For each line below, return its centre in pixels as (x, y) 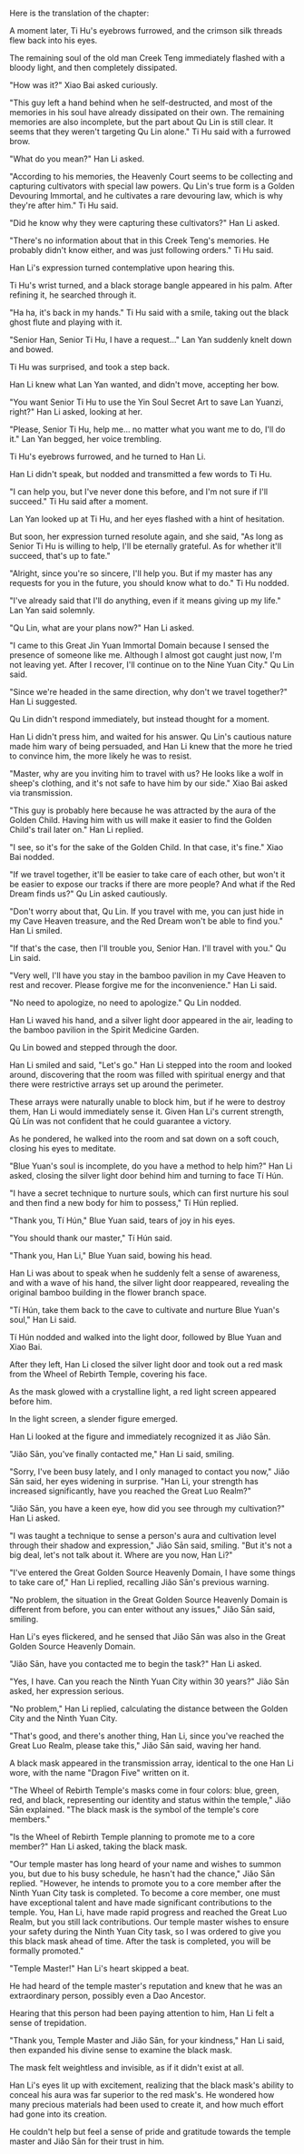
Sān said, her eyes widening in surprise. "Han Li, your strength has (134, 1481)
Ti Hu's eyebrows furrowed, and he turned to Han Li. (108, 456)
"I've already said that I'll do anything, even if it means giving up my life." (145, 601)
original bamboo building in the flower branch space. (108, 1292)
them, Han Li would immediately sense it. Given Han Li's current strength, (147, 1111)
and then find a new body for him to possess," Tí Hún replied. (124, 1203)
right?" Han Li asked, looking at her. (76, 411)
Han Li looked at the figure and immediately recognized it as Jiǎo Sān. (140, 1436)
